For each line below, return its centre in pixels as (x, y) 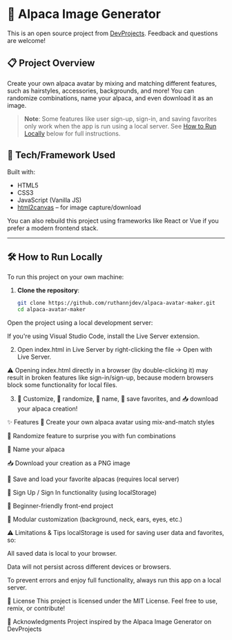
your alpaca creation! (47, 409)
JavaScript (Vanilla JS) (49, 200)
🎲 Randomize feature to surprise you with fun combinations (91, 436)
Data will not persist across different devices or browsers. (89, 567)
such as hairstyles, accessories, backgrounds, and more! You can (101, 91)
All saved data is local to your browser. (62, 554)
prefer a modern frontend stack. (53, 228)
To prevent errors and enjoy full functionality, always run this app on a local (114, 581)
